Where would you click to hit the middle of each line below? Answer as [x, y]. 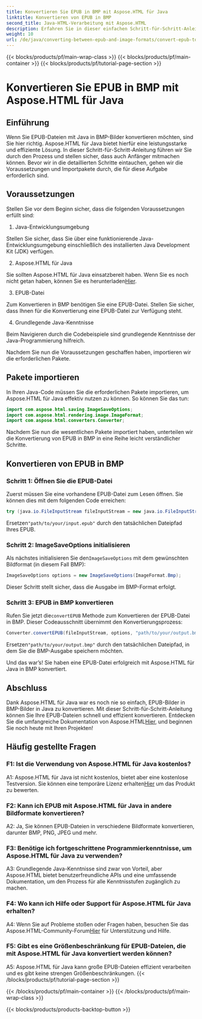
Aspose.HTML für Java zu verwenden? [64, 855]
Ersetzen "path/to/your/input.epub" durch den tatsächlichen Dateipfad [94, 523]
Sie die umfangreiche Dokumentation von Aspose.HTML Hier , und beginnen [99, 721]
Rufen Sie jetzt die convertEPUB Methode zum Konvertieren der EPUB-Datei [98, 616]
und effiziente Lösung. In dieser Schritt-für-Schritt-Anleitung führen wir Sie [99, 150]
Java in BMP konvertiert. [37, 669]
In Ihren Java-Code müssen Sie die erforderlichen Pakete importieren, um [98, 392]
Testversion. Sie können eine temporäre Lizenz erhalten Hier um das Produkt [101, 784]
